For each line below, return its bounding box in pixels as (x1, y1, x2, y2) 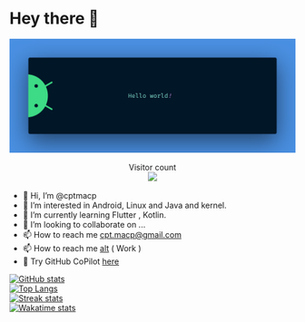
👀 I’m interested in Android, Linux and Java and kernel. (22, 200, 227, 211)
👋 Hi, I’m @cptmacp (22, 190, 97, 201)
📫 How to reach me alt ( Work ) (22, 243, 143, 254)
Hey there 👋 (9, 8, 100, 29)
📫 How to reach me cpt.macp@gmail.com (22, 229, 182, 240)
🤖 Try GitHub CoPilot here (22, 256, 120, 267)
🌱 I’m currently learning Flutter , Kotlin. (22, 210, 167, 220)
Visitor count (128, 162, 177, 173)
